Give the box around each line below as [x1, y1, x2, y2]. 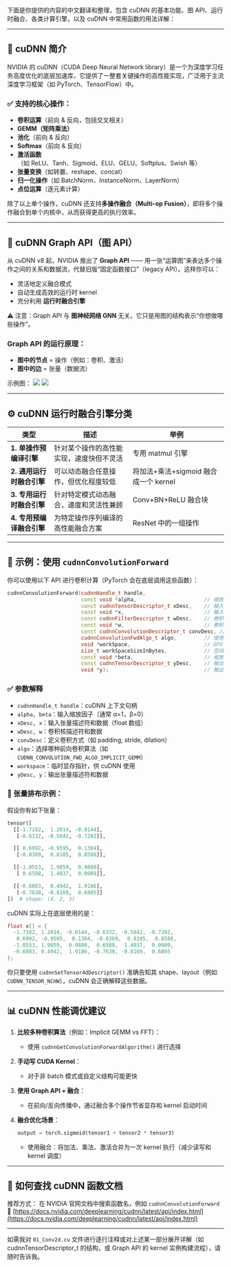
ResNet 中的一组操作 [133, 518, 199, 528]
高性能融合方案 [54, 523, 102, 533]
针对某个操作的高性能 [54, 443, 123, 453]
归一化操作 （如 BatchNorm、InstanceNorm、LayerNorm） [16, 176, 184, 185]
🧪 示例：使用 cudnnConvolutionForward [7, 556, 169, 568]
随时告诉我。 [7, 1253, 43, 1261]
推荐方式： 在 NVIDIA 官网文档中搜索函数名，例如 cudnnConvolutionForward [7, 1199, 220, 1208]
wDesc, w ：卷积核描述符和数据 [16, 727, 103, 736]
